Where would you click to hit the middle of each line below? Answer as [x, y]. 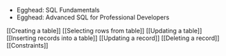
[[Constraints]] [27, 45]
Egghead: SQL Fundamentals [58, 10]
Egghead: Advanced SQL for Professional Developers [93, 17]
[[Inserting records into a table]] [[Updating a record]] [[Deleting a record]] [113, 38]
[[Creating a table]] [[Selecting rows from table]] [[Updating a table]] [104, 31]
